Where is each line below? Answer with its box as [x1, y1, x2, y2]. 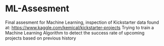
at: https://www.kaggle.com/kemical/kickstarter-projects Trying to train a [5, 24, 154, 30]
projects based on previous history [5, 35, 76, 41]
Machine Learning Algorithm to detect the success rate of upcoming [5, 30, 145, 36]
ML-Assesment [5, 3, 69, 14]
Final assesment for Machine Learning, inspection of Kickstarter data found [5, 19, 160, 25]
